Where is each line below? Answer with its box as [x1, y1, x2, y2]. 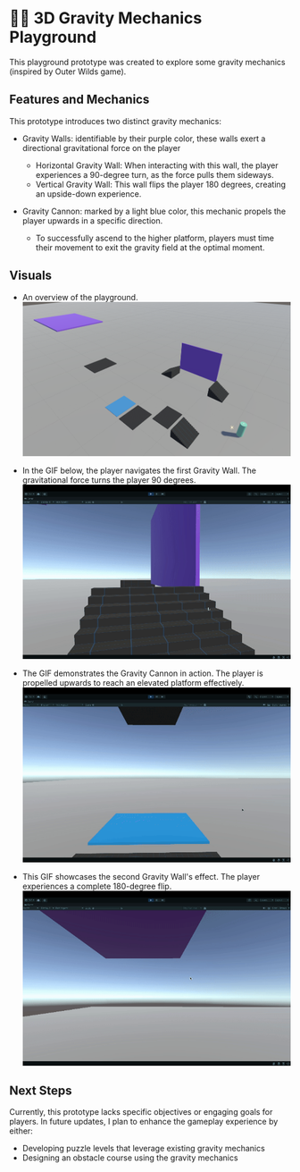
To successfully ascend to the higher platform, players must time [35, 232, 275, 243]
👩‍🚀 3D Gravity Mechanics [9, 8, 203, 29]
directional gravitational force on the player [21, 142, 181, 153]
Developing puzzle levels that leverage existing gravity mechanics [21, 1143, 265, 1154]
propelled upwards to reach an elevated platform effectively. [21, 677, 245, 687]
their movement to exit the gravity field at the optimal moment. [35, 241, 265, 253]
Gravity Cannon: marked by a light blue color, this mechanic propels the [21, 206, 287, 216]
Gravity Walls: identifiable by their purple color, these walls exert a [21, 133, 266, 144]
